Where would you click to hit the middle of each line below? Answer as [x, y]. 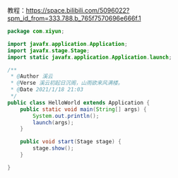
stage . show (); [53, 148]
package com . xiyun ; [36, 31]
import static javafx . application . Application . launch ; [90, 57]
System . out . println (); [66, 116]
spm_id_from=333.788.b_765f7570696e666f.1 [74, 18]
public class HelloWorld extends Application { [79, 102]
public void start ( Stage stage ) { [71, 142]
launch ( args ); [53, 122]
